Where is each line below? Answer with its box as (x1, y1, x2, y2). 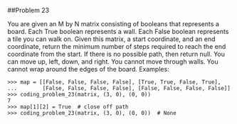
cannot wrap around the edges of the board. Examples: (7, 65, 169, 73)
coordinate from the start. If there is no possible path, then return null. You (7, 50, 226, 58)
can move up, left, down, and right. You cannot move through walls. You (7, 57, 218, 66)
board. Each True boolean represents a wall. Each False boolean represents (7, 28, 229, 35)
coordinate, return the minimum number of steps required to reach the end (7, 43, 226, 50)
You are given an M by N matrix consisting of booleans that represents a (7, 20, 219, 28)
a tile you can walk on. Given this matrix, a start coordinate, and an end (7, 35, 216, 43)
